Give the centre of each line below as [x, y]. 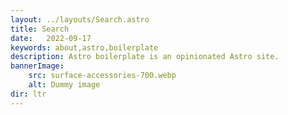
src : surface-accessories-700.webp [102, 76]
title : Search [40, 29]
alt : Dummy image [64, 85]
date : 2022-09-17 [51, 38]
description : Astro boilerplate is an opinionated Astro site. [145, 57]
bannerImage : [37, 66]
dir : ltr [28, 94]
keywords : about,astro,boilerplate [84, 47]
